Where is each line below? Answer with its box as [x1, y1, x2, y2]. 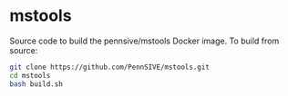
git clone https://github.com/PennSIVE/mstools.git [9, 62, 210, 72]
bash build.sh [9, 79, 64, 89]
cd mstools [9, 71, 51, 80]
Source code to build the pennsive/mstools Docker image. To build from [9, 35, 280, 46]
